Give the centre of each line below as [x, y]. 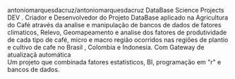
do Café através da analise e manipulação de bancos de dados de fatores [114, 25]
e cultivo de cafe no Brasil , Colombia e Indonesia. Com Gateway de [106, 47]
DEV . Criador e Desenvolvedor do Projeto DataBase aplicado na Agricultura [118, 17]
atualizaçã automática [39, 55]
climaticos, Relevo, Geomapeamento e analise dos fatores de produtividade [117, 32]
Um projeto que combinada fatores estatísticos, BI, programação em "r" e [114, 62]
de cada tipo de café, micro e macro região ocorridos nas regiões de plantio [118, 40]
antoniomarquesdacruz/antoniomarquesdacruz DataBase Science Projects [116, 10]
